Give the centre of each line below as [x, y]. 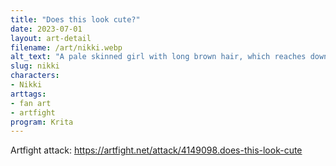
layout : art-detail [51, 38]
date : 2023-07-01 [46, 29]
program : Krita [42, 122]
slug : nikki [35, 66]
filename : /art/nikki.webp [66, 47]
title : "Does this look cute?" [75, 19]
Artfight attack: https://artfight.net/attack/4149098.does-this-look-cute [156, 150]
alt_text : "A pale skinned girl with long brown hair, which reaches [158, 57]
